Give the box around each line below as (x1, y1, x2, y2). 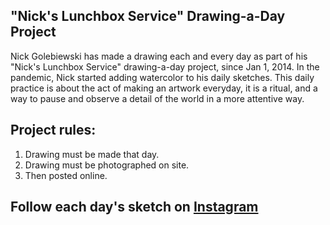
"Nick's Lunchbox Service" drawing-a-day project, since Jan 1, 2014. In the (10, 60, 320, 73)
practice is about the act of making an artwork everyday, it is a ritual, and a (10, 82, 318, 94)
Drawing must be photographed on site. (24, 159, 190, 171)
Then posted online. (24, 169, 108, 181)
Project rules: (10, 122, 97, 139)
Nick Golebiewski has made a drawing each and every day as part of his (10, 50, 308, 62)
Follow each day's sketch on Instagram (10, 199, 259, 216)
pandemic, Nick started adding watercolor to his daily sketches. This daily (10, 71, 315, 83)
